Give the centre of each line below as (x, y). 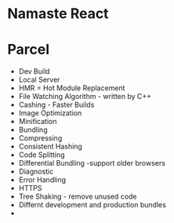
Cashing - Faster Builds (56, 105)
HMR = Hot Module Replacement (72, 88)
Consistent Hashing (51, 147)
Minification (38, 122)
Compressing (40, 138)
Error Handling (42, 180)
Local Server (39, 80)
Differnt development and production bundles (92, 205)
